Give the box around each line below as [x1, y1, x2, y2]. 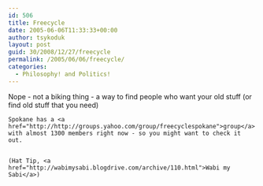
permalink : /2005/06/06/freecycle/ [8, 56, 125, 64]
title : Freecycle [8, 19, 65, 27]
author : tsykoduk [8, 33, 65, 42]
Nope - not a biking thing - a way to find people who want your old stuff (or [8, 91, 252, 101]
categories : [8, 63, 47, 71]
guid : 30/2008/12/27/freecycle [8, 48, 111, 56]
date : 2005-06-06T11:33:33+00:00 [8, 26, 118, 34]
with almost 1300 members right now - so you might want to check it [8, 129, 242, 137]
